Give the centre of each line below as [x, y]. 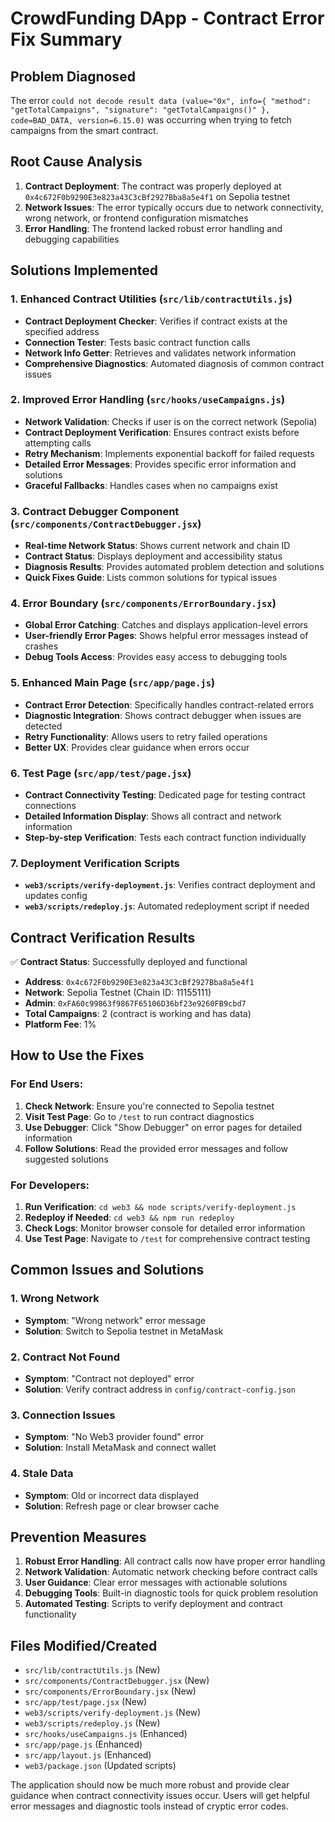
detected [43, 726]
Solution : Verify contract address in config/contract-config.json [160, 1389]
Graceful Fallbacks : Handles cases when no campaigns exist [151, 485]
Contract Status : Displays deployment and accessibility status [153, 556]
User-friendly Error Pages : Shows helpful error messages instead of [166, 636]
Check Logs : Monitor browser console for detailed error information [165, 1228]
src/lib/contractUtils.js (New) [92, 1670]
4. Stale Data [42, 1474]
